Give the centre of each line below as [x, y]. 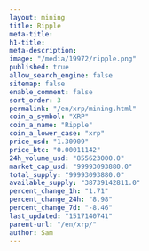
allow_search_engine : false [61, 76]
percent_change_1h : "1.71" [59, 191]
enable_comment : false [51, 92]
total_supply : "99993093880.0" [67, 174]
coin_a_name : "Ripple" [51, 125]
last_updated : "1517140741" [61, 216]
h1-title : [27, 42]
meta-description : [43, 51]
